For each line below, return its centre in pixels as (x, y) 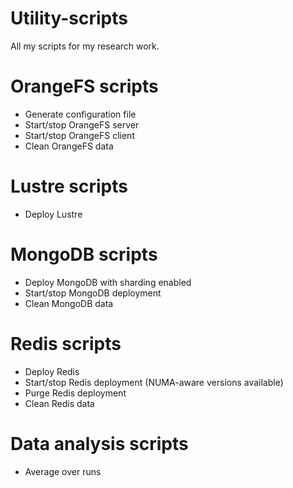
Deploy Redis (52, 371)
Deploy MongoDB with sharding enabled (108, 282)
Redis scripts (66, 343)
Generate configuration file (80, 114)
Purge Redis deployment (75, 393)
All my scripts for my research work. (85, 46)
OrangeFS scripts (84, 86)
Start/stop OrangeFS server (82, 124)
